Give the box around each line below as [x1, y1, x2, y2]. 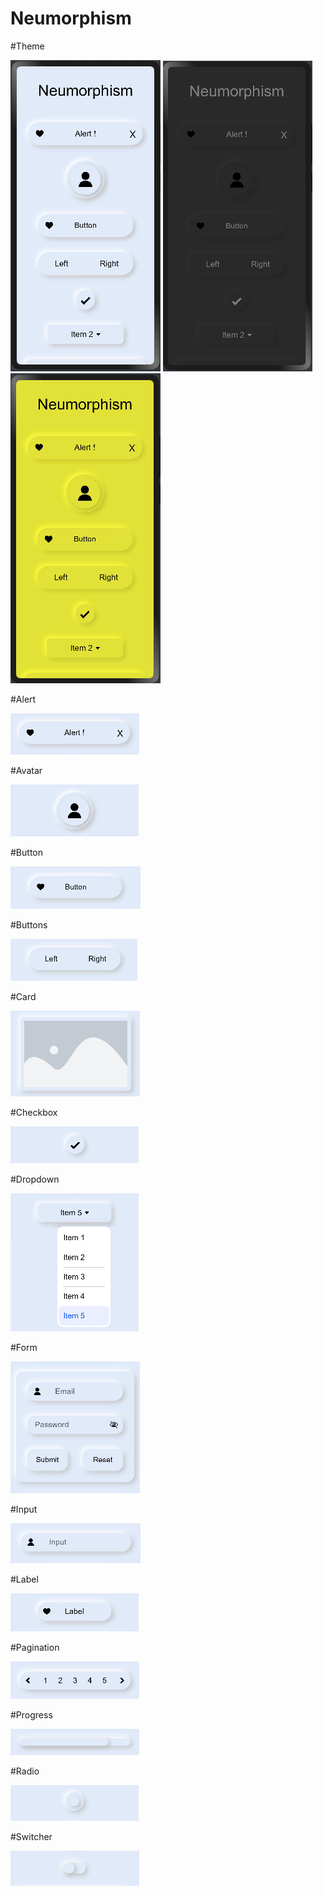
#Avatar [10, 764, 43, 776]
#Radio [10, 1765, 40, 1777]
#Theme [10, 40, 45, 52]
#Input [10, 1503, 38, 1515]
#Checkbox [10, 1106, 58, 1118]
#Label [10, 1573, 39, 1585]
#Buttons [10, 918, 48, 931]
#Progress [10, 1708, 53, 1721]
